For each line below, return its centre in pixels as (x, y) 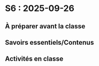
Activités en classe (34, 59)
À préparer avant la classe (45, 26)
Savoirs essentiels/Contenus (49, 42)
